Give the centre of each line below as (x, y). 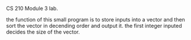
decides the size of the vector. (43, 32)
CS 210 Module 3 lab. (32, 8)
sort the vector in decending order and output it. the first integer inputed (94, 26)
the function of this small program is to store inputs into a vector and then (96, 19)
